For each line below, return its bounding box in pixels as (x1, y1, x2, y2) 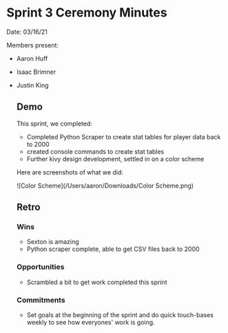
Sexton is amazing (26, 238, 80, 246)
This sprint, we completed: (16, 119, 92, 128)
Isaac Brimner (16, 68, 56, 76)
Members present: (6, 41, 59, 49)
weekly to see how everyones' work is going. (26, 319, 156, 327)
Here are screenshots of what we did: (16, 168, 123, 176)
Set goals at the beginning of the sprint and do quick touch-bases (26, 311, 214, 319)
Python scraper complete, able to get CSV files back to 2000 (26, 245, 200, 253)
